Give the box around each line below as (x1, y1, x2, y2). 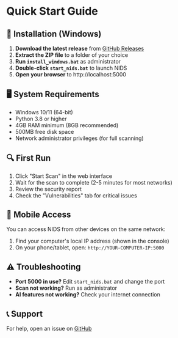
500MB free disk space (15, 128, 74, 135)
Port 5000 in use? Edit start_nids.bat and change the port (15, 278, 165, 285)
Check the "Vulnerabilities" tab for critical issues (15, 191, 137, 199)
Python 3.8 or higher (15, 115, 67, 122)
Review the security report (15, 185, 82, 193)
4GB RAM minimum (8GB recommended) (15, 121, 119, 129)
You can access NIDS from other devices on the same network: (6, 226, 166, 233)
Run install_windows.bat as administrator (15, 58, 121, 65)
